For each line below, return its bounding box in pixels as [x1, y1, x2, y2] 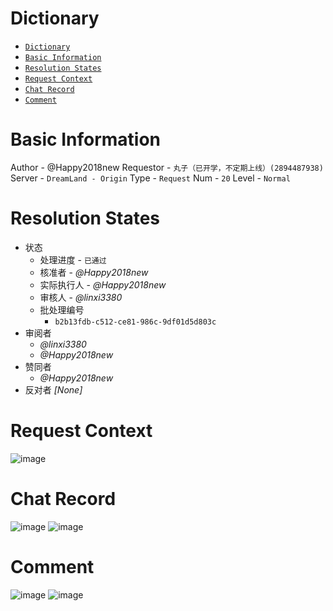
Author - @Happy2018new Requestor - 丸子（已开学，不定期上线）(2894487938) [10, 161, 324, 173]
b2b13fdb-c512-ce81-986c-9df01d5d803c [54, 317, 217, 327]
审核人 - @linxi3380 [39, 291, 123, 303]
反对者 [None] [24, 383, 83, 396]
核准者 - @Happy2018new [39, 266, 149, 278]
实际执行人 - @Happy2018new [39, 278, 167, 291]
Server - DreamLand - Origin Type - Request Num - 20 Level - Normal [10, 172, 291, 184]
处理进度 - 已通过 [39, 253, 107, 266]
